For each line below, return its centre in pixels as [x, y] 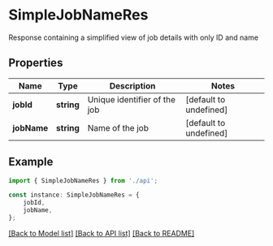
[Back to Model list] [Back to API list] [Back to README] [102, 233]
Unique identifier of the [132, 99]
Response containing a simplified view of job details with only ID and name [133, 37]
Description [132, 85]
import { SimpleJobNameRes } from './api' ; [83, 180]
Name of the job [118, 127]
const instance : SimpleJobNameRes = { [74, 195]
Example [31, 162]
